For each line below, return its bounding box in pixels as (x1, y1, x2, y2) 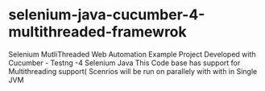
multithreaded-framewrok (8, 23, 187, 41)
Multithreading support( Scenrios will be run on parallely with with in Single (8, 66, 258, 76)
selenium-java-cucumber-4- (8, 6, 205, 24)
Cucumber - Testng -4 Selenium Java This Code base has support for (8, 58, 241, 68)
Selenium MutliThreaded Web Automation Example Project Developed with (8, 49, 256, 59)
